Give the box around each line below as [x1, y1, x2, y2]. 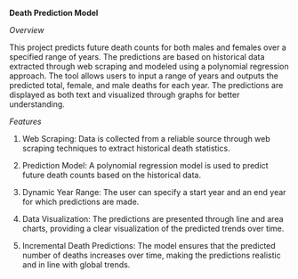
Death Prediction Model [9, 8, 99, 18]
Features [9, 116, 42, 127]
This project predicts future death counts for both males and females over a [9, 42, 286, 53]
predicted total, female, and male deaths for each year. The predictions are [9, 80, 284, 90]
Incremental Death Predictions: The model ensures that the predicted [21, 241, 276, 250]
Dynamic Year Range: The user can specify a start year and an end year [21, 187, 286, 197]
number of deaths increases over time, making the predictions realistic [21, 250, 282, 260]
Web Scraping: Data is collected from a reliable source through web [21, 134, 271, 144]
